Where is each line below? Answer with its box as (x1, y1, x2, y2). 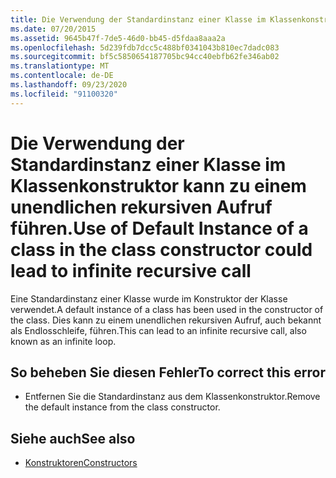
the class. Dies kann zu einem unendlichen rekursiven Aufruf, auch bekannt (10, 314, 322, 326)
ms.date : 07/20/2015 (10, 24, 97, 34)
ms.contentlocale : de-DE (10, 71, 114, 81)
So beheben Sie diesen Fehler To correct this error (10, 364, 326, 381)
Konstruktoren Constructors (24, 457, 138, 469)
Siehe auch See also (10, 430, 136, 447)
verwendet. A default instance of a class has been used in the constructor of (10, 303, 324, 315)
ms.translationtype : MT (10, 61, 110, 71)
